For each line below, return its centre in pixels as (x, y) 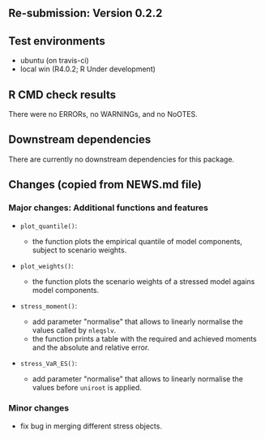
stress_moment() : (49, 306)
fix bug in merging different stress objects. (91, 426)
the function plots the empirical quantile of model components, (137, 241)
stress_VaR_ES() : (49, 363)
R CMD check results (62, 95)
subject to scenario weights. (79, 250)
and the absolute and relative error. (91, 347)
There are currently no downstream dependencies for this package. (122, 159)
